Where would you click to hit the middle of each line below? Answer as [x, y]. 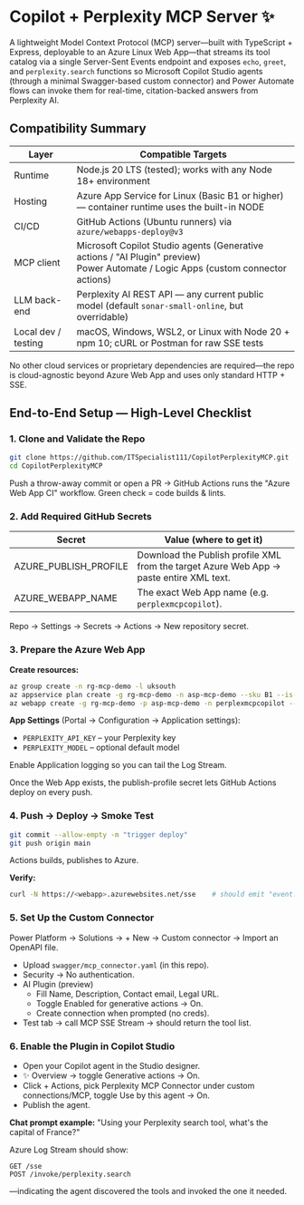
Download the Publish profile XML [209, 555]
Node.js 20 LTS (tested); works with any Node [175, 170]
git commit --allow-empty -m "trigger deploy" [99, 835]
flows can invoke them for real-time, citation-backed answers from [134, 90]
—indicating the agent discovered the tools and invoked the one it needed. [148, 1190]
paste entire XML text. [184, 578]
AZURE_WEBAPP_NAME [66, 598]
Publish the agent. [56, 1104]
